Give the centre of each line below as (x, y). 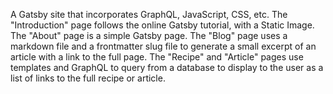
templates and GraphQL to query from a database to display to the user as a (167, 67)
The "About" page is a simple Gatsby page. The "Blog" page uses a (149, 35)
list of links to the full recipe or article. (88, 78)
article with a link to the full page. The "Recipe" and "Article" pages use (157, 57)
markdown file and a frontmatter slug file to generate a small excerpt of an (163, 46)
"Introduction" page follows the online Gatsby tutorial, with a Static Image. (162, 25)
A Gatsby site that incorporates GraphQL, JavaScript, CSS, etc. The (149, 14)
